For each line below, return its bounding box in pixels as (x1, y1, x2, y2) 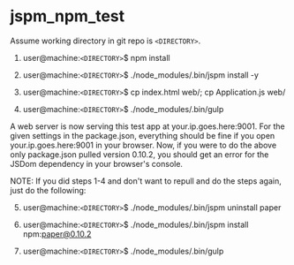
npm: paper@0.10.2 (22, 228, 92, 239)
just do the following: (10, 185, 87, 195)
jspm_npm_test (10, 6, 125, 26)
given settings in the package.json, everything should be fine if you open (10, 130, 275, 140)
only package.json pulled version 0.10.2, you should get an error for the (10, 148, 269, 160)
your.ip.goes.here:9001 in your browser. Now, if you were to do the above (10, 140, 277, 150)
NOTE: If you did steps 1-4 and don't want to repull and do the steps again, (10, 175, 282, 186)
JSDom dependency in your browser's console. (10, 158, 184, 169)
